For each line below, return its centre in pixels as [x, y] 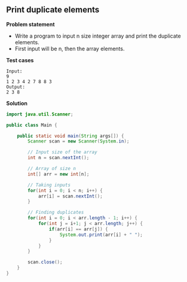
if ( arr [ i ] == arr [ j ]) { [79, 229]
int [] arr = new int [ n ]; [59, 174]
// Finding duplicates [56, 213]
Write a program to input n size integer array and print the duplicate [98, 36]
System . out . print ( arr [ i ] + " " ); [101, 235]
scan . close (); [45, 262]
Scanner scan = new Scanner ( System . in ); [79, 141]
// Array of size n [52, 169]
